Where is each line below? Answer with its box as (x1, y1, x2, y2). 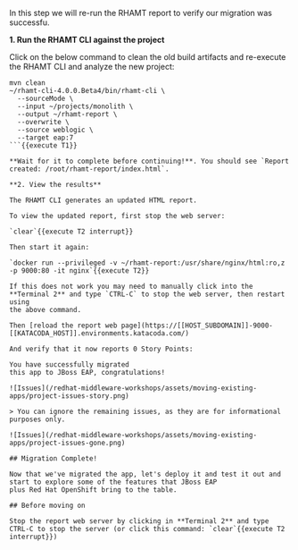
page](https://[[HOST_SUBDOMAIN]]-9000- (120, 321, 274, 330)
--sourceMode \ (17, 94, 74, 103)
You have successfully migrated (9, 360, 129, 369)
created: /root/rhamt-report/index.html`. (9, 165, 170, 173)
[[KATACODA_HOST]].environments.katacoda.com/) (9, 329, 190, 338)
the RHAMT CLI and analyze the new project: (9, 62, 175, 72)
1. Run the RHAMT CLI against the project (9, 35, 165, 45)
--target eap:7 (17, 133, 74, 142)
